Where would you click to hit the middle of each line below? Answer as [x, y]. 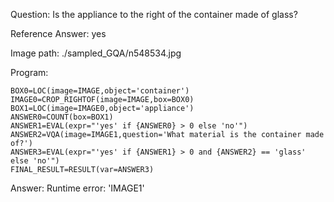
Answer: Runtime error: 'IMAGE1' [77, 188]
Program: [29, 72]
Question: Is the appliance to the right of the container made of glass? [154, 14]
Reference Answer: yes [58, 33]
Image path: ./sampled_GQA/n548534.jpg [96, 53]
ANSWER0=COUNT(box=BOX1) [62, 117]
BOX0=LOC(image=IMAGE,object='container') [100, 91]
